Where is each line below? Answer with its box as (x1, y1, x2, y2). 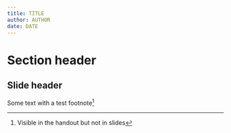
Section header (7, 52, 96, 68)
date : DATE (7, 23, 38, 29)
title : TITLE (7, 10, 45, 17)
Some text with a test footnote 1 (7, 97, 95, 107)
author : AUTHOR (7, 16, 51, 23)
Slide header (7, 80, 63, 91)
